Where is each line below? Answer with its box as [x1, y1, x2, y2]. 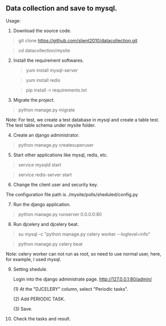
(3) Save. [13, 306, 33, 312]
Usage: [6, 17, 21, 24]
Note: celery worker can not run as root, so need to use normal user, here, [6, 250, 161, 257]
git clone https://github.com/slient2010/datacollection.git [18, 37, 138, 43]
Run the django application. [13, 201, 71, 207]
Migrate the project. [13, 97, 55, 103]
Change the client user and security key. [13, 181, 98, 188]
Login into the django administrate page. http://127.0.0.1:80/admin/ [13, 276, 152, 282]
